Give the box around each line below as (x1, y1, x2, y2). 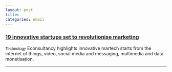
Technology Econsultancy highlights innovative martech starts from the (5, 45, 152, 51)
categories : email (5, 17, 45, 22)
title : (5, 12, 19, 17)
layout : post (5, 7, 33, 13)
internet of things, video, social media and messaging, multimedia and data (5, 50, 164, 56)
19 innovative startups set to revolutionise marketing (5, 33, 139, 41)
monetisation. (5, 56, 34, 62)
